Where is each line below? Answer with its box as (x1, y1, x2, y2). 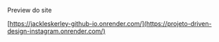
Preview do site (7, 6, 52, 14)
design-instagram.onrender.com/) (7, 27, 106, 35)
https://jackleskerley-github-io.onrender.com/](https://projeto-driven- (9, 20, 212, 27)
